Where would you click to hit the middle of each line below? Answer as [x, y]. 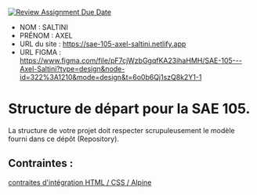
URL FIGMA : [40, 52]
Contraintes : [41, 163]
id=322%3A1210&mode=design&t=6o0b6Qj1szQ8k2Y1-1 [110, 77]
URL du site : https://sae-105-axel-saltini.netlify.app [103, 44]
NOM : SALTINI [43, 27]
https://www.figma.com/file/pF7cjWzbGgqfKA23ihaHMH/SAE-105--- [131, 60]
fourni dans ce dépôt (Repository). [64, 139]
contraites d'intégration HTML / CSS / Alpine [80, 182]
